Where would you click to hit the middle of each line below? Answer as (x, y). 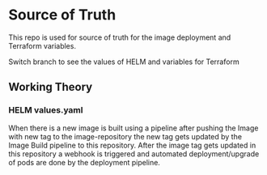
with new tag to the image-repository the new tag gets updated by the (125, 136)
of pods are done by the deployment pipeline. (84, 162)
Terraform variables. (42, 45)
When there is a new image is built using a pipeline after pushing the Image (133, 128)
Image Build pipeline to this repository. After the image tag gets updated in (132, 145)
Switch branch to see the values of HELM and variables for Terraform (124, 62)
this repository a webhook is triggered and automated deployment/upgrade (134, 154)
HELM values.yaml (46, 110)
